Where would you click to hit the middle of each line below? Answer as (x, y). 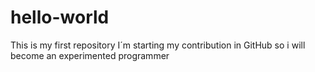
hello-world (60, 17)
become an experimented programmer (90, 55)
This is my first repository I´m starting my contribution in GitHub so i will (158, 45)
